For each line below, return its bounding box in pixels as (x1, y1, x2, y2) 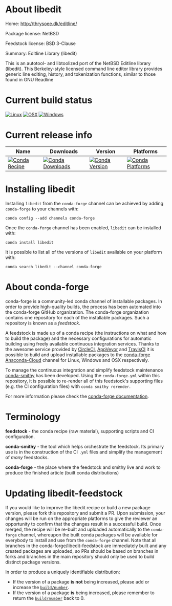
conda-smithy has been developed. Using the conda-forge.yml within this (5, 372, 160, 378)
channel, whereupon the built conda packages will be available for (17, 531, 158, 538)
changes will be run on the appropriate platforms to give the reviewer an (5, 515, 158, 522)
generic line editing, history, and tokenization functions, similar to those (5, 71, 156, 77)
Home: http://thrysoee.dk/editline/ (5, 20, 77, 27)
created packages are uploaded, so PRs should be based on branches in (5, 548, 159, 554)
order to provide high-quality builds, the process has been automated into (5, 304, 161, 310)
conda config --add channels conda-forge (5, 215, 95, 221)
